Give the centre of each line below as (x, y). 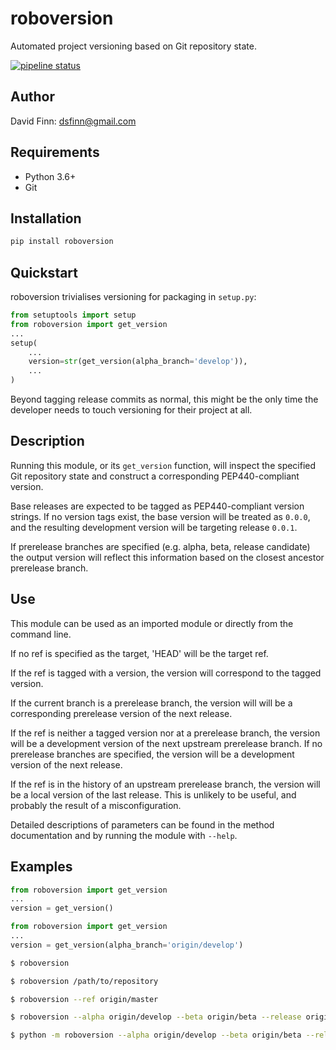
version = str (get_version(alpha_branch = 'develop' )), (138, 362)
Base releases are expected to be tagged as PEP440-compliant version (157, 506)
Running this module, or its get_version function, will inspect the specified (163, 465)
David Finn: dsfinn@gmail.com (73, 121)
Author (32, 97)
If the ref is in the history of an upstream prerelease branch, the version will (165, 784)
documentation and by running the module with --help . (124, 835)
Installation (46, 218)
